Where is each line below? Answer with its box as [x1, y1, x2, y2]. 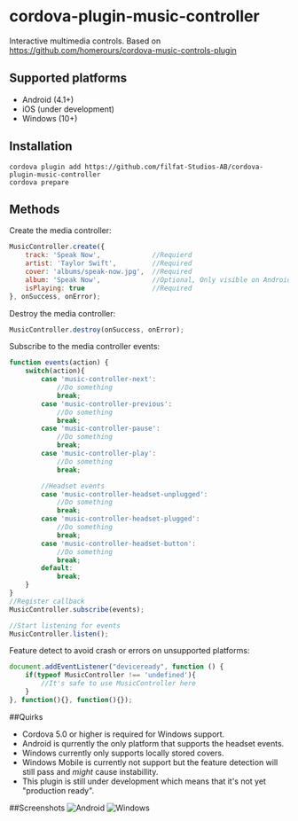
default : [41, 564, 74, 573]
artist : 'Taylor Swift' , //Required [25, 259, 192, 268]
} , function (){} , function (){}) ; [9, 695, 133, 704]
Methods [9, 201, 60, 216]
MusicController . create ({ [9, 242, 105, 252]
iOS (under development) [21, 104, 115, 114]
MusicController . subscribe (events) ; [9, 605, 145, 614]
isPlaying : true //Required [25, 284, 192, 293]
